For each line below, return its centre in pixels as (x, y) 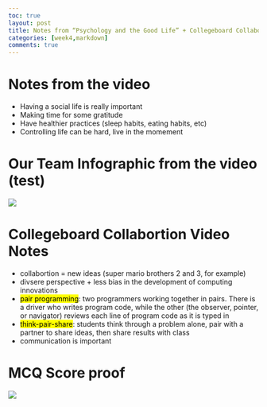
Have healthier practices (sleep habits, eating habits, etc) (113, 123)
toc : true (25, 16)
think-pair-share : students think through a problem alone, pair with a (132, 324)
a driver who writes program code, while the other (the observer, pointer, (139, 307)
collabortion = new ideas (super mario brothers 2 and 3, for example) (133, 273)
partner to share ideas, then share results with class (104, 332)
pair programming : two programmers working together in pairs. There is (137, 298)
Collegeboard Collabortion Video (119, 235)
